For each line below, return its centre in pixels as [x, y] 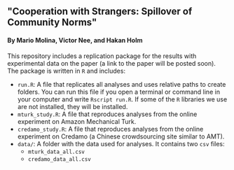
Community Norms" [52, 23]
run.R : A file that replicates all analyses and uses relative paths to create [122, 84]
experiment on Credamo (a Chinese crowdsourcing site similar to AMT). [121, 136]
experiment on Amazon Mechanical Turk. [77, 121]
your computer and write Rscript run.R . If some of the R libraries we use [122, 99]
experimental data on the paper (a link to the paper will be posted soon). [111, 63]
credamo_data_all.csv [59, 159]
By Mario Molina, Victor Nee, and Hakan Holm [75, 40]
